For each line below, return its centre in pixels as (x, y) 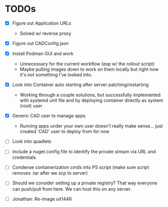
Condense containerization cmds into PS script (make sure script (80, 168)
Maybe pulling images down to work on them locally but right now (89, 69)
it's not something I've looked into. (56, 75)
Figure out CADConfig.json (40, 43)
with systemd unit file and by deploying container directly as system (91, 100)
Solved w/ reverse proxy (45, 33)
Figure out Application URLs (42, 23)
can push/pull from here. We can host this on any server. (72, 189)
